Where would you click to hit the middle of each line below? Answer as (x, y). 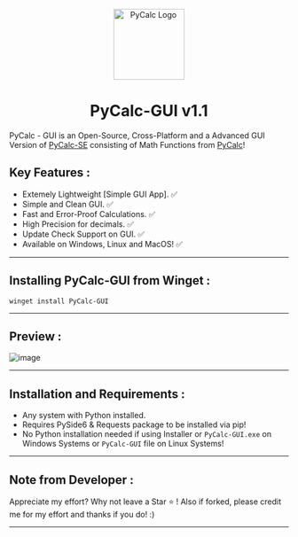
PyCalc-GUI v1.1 (149, 111)
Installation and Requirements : (97, 394)
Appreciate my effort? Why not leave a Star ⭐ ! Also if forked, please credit (145, 502)
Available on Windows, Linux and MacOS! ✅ (102, 244)
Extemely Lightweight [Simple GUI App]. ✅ (100, 194)
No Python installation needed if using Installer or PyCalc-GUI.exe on (147, 434)
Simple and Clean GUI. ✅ (67, 204)
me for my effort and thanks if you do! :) (82, 514)
